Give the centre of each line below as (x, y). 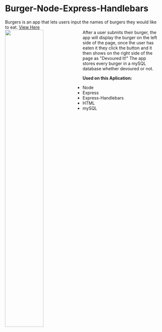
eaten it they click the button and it (117, 48)
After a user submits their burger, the (119, 32)
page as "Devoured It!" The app (114, 58)
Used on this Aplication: (107, 78)
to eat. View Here (22, 27)
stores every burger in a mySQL (114, 63)
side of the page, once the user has (118, 42)
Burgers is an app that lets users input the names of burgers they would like (81, 22)
